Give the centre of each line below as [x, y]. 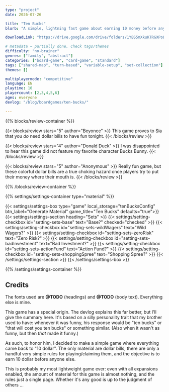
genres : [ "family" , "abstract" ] [39, 56]
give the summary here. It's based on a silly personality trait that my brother [84, 318]
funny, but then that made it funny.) [42, 333]
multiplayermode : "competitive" [39, 79]
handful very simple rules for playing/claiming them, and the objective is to [82, 354]
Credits [17, 285]
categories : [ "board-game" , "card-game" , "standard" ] [63, 60]
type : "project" [22, 10]
